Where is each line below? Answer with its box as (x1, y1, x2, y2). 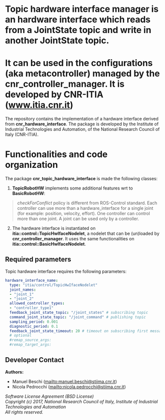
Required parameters (5, 255, 71, 264)
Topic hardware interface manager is (5, 3, 159, 15)
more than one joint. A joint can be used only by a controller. (17, 216, 139, 222)
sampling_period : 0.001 (9, 319, 58, 324)
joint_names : (9, 287, 36, 292)
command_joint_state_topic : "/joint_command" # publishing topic (9, 314, 146, 319)
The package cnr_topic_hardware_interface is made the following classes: (5, 176, 158, 182)
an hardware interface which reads (5, 14, 151, 25)
